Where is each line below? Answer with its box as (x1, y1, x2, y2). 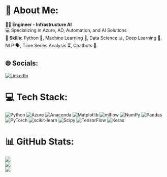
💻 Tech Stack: (5, 91, 68, 103)
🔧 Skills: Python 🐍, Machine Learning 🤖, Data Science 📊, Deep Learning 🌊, (5, 35, 162, 41)
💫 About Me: (5, 5, 59, 16)
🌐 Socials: (5, 59, 39, 68)
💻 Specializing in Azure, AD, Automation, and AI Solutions (5, 27, 127, 33)
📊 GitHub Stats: (5, 136, 75, 147)
